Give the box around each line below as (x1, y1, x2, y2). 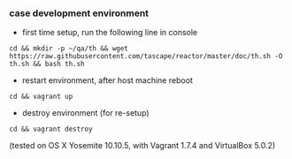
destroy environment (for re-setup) (21, 108, 150, 118)
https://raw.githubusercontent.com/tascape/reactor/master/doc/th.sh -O (9, 52, 283, 61)
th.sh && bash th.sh (9, 60, 86, 69)
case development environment (9, 7, 149, 19)
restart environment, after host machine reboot (21, 75, 193, 86)
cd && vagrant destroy (9, 125, 93, 134)
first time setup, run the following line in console (21, 27, 198, 38)
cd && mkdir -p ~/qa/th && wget (9, 44, 128, 53)
